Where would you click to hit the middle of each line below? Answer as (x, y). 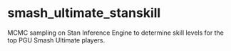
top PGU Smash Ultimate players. (56, 40)
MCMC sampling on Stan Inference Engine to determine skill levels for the (116, 33)
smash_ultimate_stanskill (84, 13)
